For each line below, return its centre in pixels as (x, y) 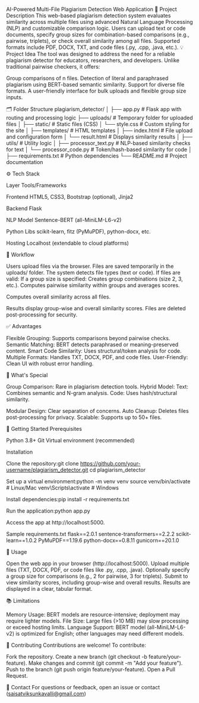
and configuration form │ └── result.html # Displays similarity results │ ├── (99, 137)
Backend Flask (24, 208)
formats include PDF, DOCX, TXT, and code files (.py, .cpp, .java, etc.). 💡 (95, 47)
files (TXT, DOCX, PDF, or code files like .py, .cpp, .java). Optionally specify (98, 570)
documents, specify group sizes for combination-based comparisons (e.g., (98, 35)
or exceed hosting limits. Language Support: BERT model (76, 627)
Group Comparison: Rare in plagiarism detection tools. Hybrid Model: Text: (97, 387)
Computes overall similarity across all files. (59, 297)
